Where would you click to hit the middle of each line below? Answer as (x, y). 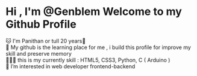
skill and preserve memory (39, 53)
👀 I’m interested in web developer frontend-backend (70, 66)
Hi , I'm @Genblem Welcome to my (94, 12)
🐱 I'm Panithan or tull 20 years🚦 (46, 41)
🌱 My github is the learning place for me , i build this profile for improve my (98, 47)
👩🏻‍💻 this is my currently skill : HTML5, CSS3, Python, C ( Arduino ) (88, 60)
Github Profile (41, 24)
